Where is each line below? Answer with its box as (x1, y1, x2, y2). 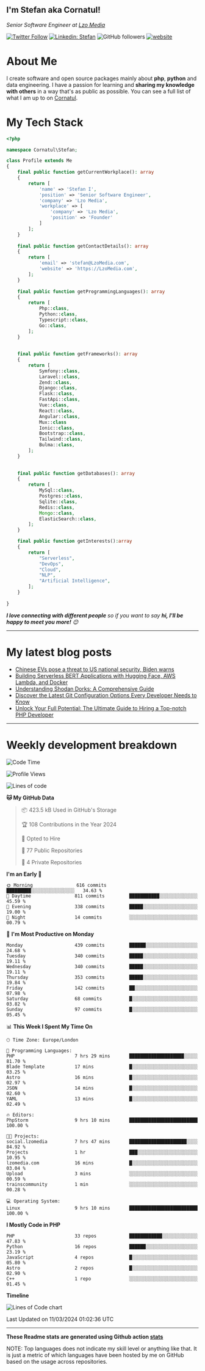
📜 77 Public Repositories (21, 847, 83, 854)
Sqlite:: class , (38, 498, 78, 505)
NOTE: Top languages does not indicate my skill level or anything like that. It (6, 1345, 197, 1352)
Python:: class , (38, 311, 78, 317)
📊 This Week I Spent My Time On (6, 1023, 93, 1030)
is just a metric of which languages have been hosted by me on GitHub (6, 1351, 184, 1359)
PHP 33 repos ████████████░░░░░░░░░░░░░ (6, 1233, 198, 1239)
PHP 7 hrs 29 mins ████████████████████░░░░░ (6, 1053, 198, 1059)
